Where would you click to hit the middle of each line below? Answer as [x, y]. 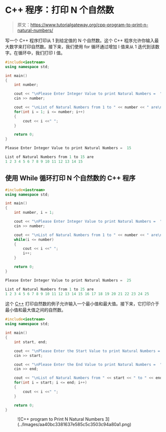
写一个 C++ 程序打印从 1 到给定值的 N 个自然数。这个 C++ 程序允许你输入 [80, 40]
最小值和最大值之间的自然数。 [35, 310]
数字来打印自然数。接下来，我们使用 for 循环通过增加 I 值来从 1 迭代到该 [82, 46]
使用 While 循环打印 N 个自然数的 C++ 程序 [70, 178]
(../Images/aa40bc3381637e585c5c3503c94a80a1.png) [75, 425]
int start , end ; [31, 342]
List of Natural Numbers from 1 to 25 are [49, 289]
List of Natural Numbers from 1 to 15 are [49, 157]
